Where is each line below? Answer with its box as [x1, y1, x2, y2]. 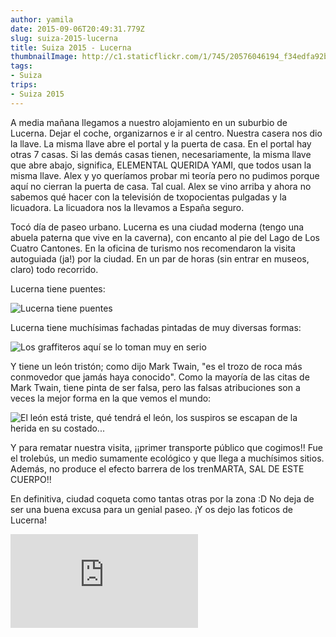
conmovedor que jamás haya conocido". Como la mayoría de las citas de [10, 371, 310, 383]
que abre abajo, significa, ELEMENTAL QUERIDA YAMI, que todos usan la [10, 159, 312, 171]
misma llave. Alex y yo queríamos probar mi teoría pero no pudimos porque [10, 169, 320, 181]
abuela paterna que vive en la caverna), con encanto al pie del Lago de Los [10, 231, 320, 243]
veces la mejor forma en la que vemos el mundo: [10, 392, 212, 404]
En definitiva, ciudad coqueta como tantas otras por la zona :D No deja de [10, 492, 315, 505]
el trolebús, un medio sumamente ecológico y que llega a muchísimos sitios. [10, 452, 325, 464]
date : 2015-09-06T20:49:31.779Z [10, 24, 145, 34]
